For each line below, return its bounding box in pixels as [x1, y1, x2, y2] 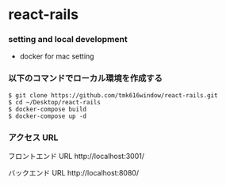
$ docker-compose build [8, 105, 87, 113]
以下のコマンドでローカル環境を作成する [8, 73, 163, 84]
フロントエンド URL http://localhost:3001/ [8, 152, 145, 161]
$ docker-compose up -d [8, 112, 87, 120]
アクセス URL [8, 132, 59, 143]
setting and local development [8, 34, 128, 45]
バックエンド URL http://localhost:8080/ [8, 168, 140, 178]
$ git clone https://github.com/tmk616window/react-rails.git [8, 91, 218, 100]
